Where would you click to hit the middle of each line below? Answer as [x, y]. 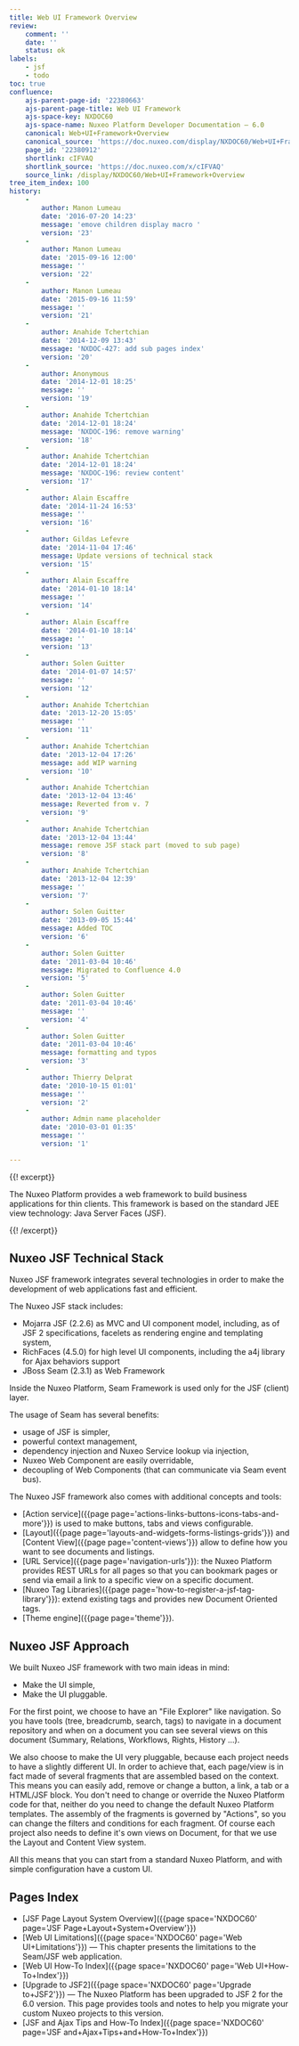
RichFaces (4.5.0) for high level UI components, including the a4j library [154, 1352]
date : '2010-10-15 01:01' [89, 1086]
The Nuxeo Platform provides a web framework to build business [128, 1194]
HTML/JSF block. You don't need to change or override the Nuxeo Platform [147, 1795]
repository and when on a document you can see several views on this [139, 1731]
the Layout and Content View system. [78, 1842]
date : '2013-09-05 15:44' [89, 920]
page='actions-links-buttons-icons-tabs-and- [195, 1514]
